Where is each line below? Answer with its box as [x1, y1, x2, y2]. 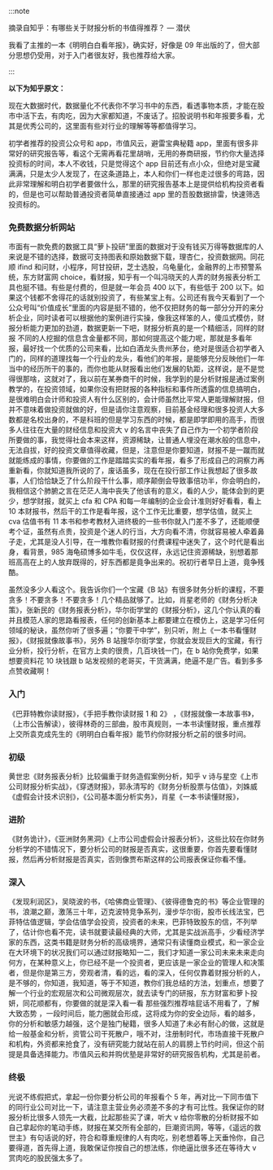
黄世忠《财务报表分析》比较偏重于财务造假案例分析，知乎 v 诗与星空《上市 [8, 771, 258, 781]
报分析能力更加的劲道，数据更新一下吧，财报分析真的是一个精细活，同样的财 [8, 323, 265, 333]
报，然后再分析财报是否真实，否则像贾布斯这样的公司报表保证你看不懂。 [8, 854, 250, 865]
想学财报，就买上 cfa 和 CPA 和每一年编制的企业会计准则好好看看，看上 [22, 496, 262, 506]
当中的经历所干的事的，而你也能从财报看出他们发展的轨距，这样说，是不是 [8, 364, 258, 374]
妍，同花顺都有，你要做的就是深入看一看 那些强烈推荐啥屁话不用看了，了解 [8, 998, 260, 1008]
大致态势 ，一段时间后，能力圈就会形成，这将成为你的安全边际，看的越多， [8, 1009, 260, 1019]
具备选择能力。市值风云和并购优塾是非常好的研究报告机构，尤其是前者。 [22, 1049, 265, 1059]
